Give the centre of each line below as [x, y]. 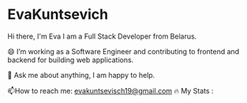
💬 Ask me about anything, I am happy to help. [81, 75]
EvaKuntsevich [58, 15]
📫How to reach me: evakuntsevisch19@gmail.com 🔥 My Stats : [110, 90]
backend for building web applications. [71, 60]
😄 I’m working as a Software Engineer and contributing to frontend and [123, 51]
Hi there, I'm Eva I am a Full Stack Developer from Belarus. [102, 36]
